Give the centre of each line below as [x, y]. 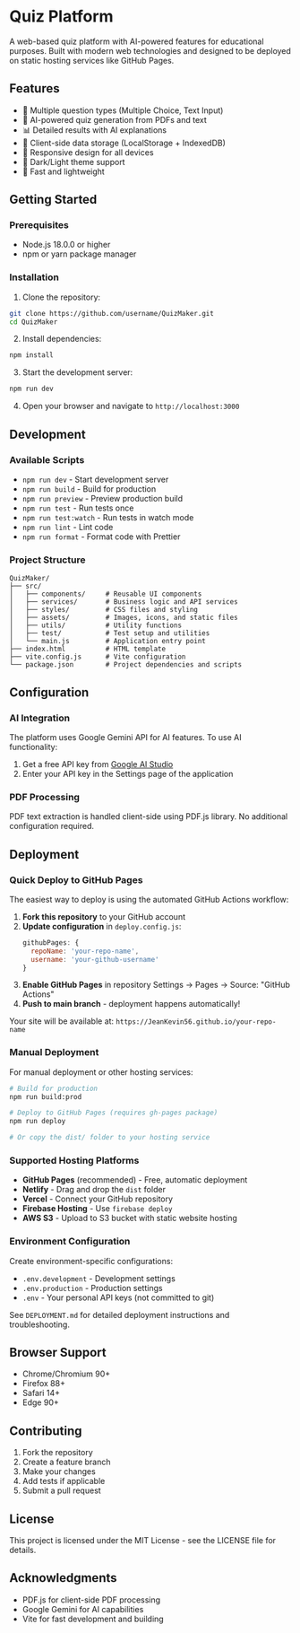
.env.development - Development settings [99, 1278]
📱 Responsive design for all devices [88, 152]
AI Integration [39, 718]
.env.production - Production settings [92, 1288]
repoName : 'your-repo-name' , [85, 951]
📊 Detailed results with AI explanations [94, 130]
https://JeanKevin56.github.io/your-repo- [196, 1022]
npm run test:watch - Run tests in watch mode [108, 517]
